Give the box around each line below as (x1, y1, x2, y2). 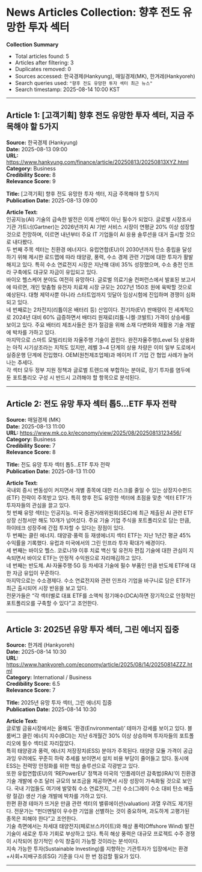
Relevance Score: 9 (6, 177, 56, 184)
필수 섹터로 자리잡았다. (22, 739, 76, 747)
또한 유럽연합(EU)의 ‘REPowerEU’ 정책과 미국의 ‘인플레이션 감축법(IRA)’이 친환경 (6, 770, 196, 777)
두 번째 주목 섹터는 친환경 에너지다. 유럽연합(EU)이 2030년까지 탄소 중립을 (6, 245, 182, 253)
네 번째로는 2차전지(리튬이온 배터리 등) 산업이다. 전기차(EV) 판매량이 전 (6, 306, 173, 313)
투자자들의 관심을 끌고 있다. (6, 501, 71, 509)
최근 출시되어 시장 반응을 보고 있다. (6, 584, 88, 591)
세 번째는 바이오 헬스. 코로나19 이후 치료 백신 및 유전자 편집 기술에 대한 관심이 (6, 547, 188, 554)
